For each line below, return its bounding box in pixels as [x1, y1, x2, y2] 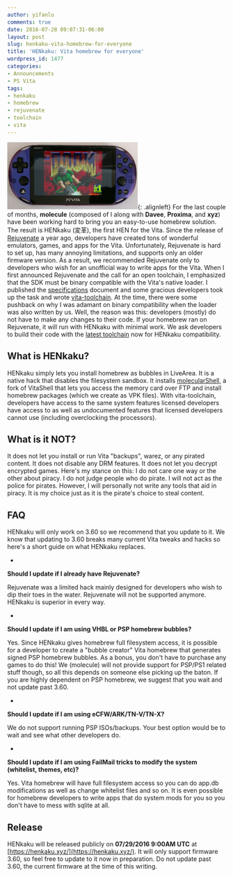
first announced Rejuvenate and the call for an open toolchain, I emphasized [7, 271, 226, 279]
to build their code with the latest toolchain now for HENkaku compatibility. [7, 330, 221, 338]
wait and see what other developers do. [7, 731, 121, 740]
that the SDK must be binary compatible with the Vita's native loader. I [7, 278, 208, 286]
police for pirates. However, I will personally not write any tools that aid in [7, 481, 217, 490]
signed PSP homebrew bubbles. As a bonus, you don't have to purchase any [7, 653, 227, 662]
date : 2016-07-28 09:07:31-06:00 [7, 26, 104, 33]
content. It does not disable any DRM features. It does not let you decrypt [7, 459, 218, 467]
